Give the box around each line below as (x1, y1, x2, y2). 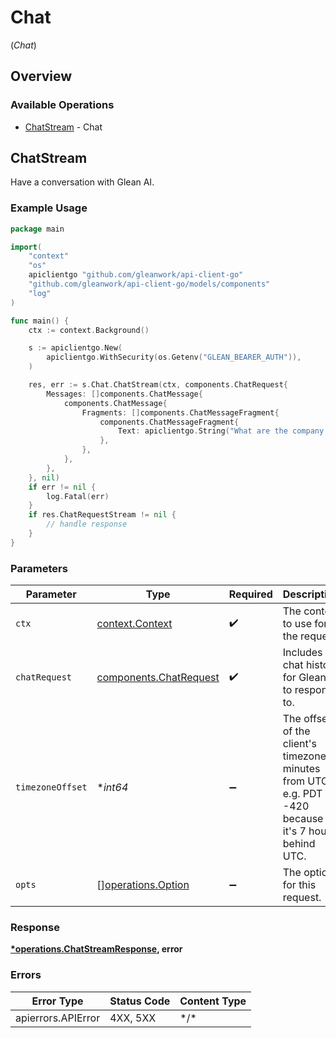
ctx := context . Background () (28, 325, 150, 335)
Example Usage (10, 201, 88, 215)
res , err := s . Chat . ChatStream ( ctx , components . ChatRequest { (28, 380, 288, 390)
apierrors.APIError (15, 1011, 101, 1025)
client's (282, 737, 317, 751)
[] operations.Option (96, 878, 190, 892)
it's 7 (282, 824, 307, 838)
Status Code (109, 994, 171, 1008)
